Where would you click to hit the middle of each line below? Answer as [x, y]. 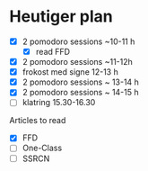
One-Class [42, 148]
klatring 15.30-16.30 [59, 103]
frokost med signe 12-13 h [70, 72]
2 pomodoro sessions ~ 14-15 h [80, 93]
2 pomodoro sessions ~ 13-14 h [80, 82]
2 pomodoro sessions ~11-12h [77, 62]
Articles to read [38, 121]
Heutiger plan [61, 17]
